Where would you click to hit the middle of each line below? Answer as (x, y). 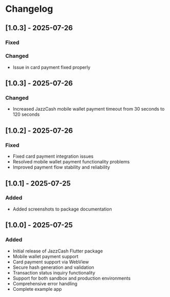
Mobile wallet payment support (45, 256)
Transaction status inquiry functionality (54, 272)
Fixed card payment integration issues (53, 156)
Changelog (29, 9)
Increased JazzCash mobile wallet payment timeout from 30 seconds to (89, 109)
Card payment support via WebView (51, 262)
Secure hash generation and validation (54, 267)
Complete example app (37, 289)
